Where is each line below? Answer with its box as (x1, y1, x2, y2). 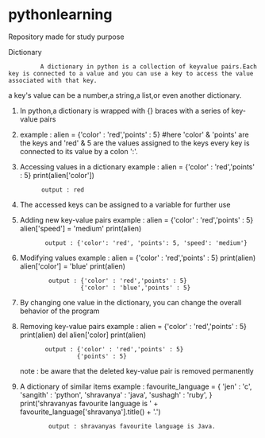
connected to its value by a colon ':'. (19, 146, 138, 156)
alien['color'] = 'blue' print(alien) (19, 261, 125, 271)
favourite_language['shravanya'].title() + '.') (19, 407, 161, 417)
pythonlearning (8, 6, 113, 24)
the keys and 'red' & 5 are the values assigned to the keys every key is (19, 138, 250, 148)
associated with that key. (8, 76, 98, 84)
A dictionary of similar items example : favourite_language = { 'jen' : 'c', (19, 382, 252, 391)
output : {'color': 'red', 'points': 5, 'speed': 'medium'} (44, 238, 248, 247)
